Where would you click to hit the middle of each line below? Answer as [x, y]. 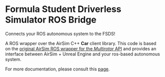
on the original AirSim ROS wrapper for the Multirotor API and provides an [81, 48]
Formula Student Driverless [63, 9]
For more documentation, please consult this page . [58, 69]
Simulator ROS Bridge [51, 20]
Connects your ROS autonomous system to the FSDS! [60, 33]
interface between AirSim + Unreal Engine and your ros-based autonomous [83, 54]
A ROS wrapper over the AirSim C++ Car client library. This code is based [81, 43]
